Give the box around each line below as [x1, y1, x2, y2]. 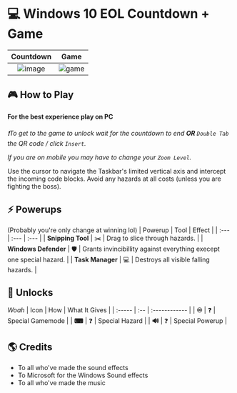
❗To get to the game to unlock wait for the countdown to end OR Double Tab [7, 129, 229, 137]
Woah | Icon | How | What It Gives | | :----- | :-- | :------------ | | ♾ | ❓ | [7, 306, 216, 314]
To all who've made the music [17, 378, 106, 387]
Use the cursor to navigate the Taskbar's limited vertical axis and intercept [7, 166, 226, 175]
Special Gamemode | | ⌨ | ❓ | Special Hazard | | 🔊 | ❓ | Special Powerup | [7, 317, 227, 325]
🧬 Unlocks [7, 287, 54, 299]
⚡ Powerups [7, 203, 62, 215]
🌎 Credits [7, 341, 53, 353]
